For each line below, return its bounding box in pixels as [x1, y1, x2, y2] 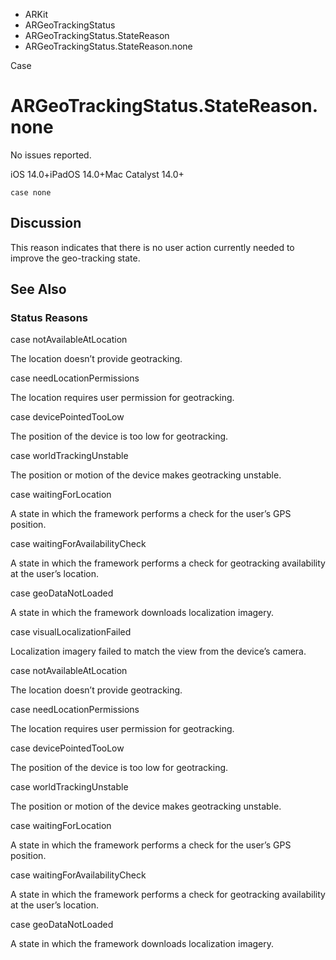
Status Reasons [10, 311, 88, 325]
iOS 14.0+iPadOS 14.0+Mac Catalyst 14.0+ [10, 168, 185, 180]
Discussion [10, 215, 82, 232]
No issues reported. [10, 149, 92, 161]
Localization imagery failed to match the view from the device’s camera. [10, 645, 307, 658]
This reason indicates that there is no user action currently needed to [10, 241, 295, 253]
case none [10, 187, 52, 198]
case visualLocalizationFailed [10, 626, 132, 638]
